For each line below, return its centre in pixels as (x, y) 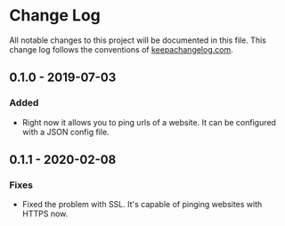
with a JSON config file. (65, 132)
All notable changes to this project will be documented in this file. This (138, 40)
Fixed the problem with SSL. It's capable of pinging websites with (142, 205)
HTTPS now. (45, 214)
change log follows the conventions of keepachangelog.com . (121, 49)
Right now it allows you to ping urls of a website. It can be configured (149, 122)
